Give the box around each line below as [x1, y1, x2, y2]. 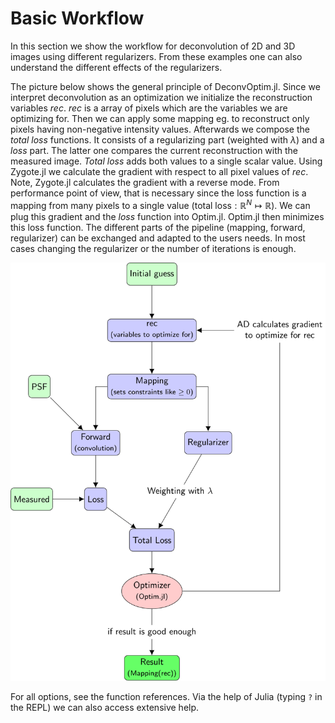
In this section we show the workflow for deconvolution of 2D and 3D [10, 40, 296, 52]
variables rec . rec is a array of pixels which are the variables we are [10, 102, 288, 114]
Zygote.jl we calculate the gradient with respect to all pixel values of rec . [10, 165, 309, 177]
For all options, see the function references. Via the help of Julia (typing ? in [10, 690, 323, 702]
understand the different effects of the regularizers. [10, 61, 223, 73]
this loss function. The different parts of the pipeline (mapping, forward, [10, 221, 306, 233]
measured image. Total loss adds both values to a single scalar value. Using [10, 155, 323, 167]
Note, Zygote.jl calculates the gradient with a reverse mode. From [10, 176, 280, 188]
